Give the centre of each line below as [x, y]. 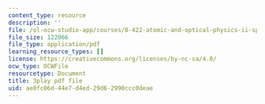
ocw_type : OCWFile [38, 66]
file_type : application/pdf [54, 45]
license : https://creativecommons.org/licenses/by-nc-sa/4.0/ [112, 59]
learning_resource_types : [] [56, 52]
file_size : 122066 [38, 37]
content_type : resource [47, 15]
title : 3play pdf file [45, 81]
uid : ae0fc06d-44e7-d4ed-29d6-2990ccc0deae [81, 88]
